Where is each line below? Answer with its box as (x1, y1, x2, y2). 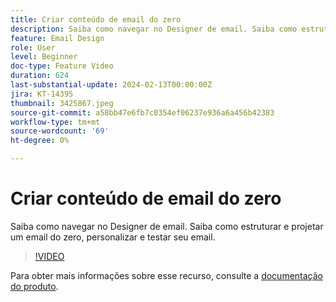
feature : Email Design (10, 33, 105, 43)
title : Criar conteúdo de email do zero (10, 14, 182, 25)
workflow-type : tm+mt (10, 117, 101, 127)
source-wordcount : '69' (10, 126, 110, 136)
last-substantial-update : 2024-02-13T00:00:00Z (10, 80, 213, 90)
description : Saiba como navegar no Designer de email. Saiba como (10, 24, 298, 34)
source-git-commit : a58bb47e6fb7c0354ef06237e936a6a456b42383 (10, 107, 275, 118)
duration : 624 (10, 71, 70, 81)
